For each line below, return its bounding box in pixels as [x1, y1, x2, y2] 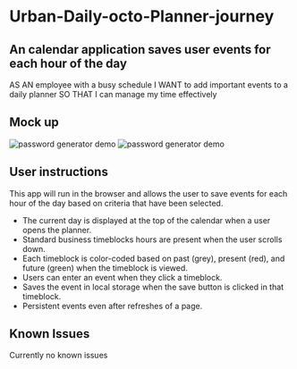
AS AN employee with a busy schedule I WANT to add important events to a [9, 80, 289, 90]
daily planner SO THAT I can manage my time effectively [9, 89, 217, 99]
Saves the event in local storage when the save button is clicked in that [21, 281, 284, 292]
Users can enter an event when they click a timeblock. [21, 272, 223, 282]
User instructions [9, 164, 109, 180]
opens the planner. [21, 224, 92, 235]
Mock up [9, 114, 60, 130]
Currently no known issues [9, 350, 108, 361]
